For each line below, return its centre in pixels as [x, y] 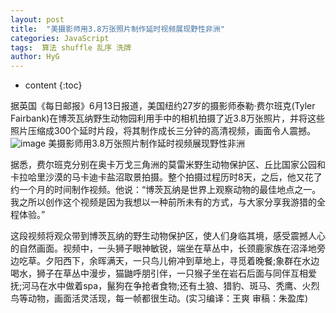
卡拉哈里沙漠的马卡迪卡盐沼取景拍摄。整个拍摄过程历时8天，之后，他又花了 [166, 177]
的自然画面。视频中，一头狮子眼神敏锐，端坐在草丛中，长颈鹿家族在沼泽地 [163, 248]
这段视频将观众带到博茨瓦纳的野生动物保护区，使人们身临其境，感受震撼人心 [168, 236]
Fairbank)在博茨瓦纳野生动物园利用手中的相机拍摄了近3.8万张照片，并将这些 [168, 118]
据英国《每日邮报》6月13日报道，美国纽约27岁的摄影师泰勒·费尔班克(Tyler [163, 106]
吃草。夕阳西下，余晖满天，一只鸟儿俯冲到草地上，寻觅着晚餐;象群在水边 [169, 261]
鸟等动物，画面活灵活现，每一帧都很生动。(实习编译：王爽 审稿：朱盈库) [159, 298]
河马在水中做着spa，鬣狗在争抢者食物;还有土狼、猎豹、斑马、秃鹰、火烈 [170, 286]
